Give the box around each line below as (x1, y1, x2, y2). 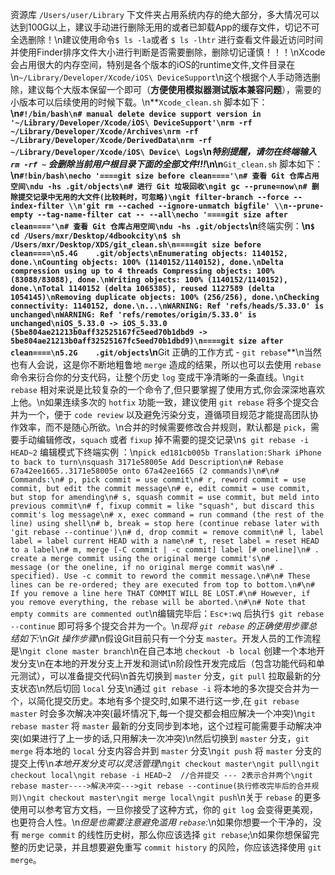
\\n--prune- (274, 201, 325, 211)
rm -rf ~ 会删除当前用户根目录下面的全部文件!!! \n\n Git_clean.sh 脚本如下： (10, 158, 324, 170)
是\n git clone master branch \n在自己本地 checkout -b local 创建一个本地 (10, 645, 317, 657)
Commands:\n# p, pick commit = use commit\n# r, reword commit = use (10, 475, 307, 485)
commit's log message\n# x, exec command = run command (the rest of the (10, 510, 325, 520)
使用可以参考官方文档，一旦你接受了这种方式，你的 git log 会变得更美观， (10, 804, 318, 815)
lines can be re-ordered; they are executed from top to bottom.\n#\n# (10, 580, 315, 590)
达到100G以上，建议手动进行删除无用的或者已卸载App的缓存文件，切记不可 (10, 21, 320, 33)
